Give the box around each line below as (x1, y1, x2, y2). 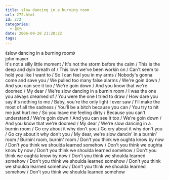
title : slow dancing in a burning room (5, 7, 90, 13)
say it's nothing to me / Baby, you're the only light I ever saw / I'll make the (5, 98, 160, 104)
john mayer (5, 55, 29, 61)
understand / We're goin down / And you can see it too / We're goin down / (5, 115, 162, 121)
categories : (5, 21, 30, 27)
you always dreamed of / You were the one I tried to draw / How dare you (5, 93, 158, 99)
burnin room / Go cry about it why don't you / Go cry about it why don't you (5, 125, 163, 132)
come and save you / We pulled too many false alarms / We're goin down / (5, 77, 160, 83)
